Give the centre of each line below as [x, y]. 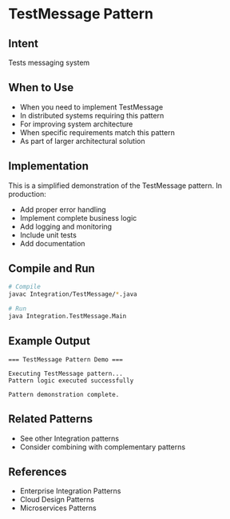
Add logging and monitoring [66, 226]
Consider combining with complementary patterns [103, 447]
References [38, 471]
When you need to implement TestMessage [91, 107]
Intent [23, 44]
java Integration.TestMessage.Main [67, 317]
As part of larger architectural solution [82, 141]
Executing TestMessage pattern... [66, 373]
